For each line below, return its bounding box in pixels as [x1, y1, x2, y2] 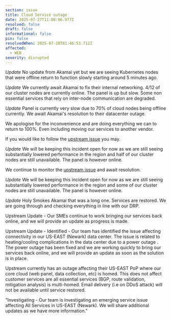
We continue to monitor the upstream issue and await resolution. [5, 167, 141, 173]
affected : [5, 46, 27, 51]
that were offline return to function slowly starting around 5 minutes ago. [5, 75, 158, 81]
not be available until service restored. [5, 287, 86, 293]
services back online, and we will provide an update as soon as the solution [5, 250, 164, 256]
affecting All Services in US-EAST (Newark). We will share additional [5, 303, 150, 309]
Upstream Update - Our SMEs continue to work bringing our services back [5, 213, 162, 219]
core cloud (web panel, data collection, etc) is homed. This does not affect [5, 271, 162, 277]
